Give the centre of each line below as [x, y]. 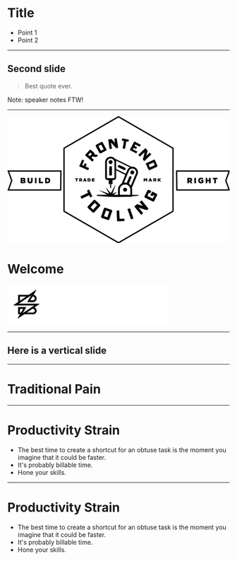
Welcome [36, 269]
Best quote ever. [48, 85]
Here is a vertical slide [57, 351]
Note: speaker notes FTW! [45, 100]
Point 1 [27, 33]
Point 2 [28, 40]
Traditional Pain [54, 389]
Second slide [36, 69]
